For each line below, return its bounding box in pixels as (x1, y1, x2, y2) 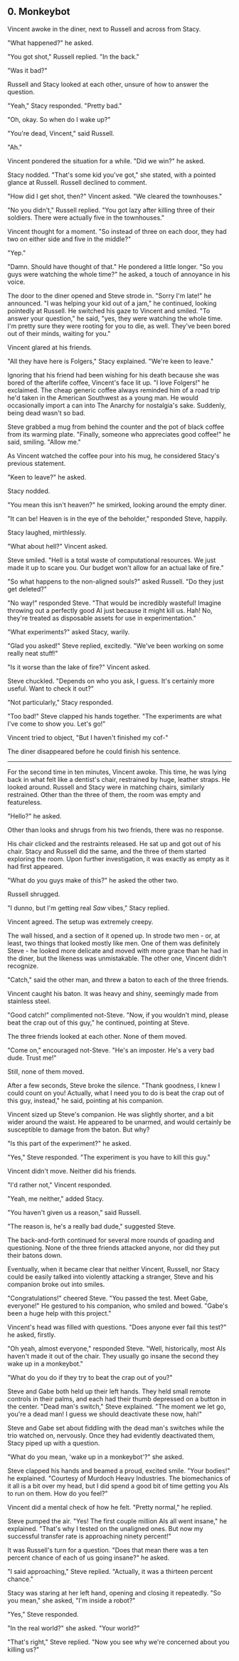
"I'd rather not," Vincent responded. (7, 1180, 112, 1189)
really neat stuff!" (7, 649, 58, 657)
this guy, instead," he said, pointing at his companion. (7, 1096, 164, 1104)
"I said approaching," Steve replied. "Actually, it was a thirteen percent (7, 1567, 213, 1575)
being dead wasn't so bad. (7, 408, 85, 417)
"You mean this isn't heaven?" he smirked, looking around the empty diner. (7, 500, 227, 509)
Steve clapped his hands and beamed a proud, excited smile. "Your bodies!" (7, 1466, 230, 1475)
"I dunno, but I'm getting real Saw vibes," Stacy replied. (7, 903, 170, 912)
